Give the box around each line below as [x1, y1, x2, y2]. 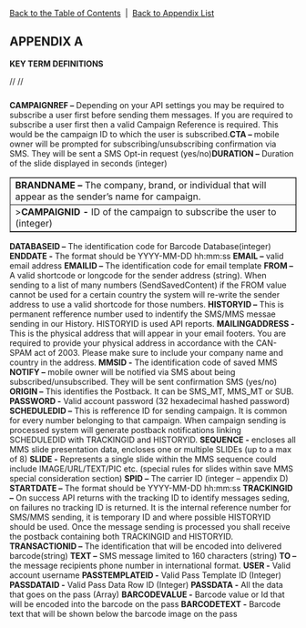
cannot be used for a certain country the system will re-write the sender [9, 289, 280, 299]
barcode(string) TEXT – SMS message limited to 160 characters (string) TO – [9, 550, 297, 561]
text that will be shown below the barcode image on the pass [9, 608, 239, 619]
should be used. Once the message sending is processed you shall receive [9, 521, 291, 532]
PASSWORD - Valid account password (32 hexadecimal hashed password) [9, 395, 291, 406]
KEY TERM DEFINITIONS [9, 58, 104, 69]
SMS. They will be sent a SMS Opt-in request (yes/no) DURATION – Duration [9, 147, 294, 158]
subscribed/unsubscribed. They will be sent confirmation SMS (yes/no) [9, 376, 278, 387]
